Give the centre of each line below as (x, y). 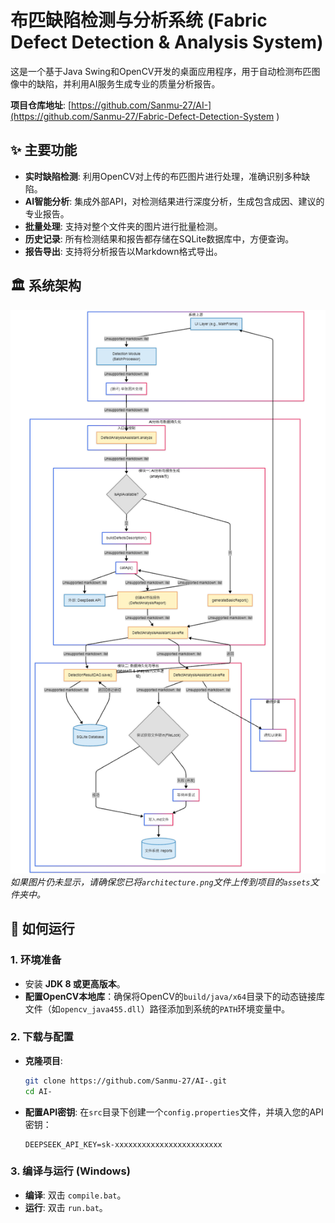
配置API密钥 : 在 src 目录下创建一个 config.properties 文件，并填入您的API (174, 1112)
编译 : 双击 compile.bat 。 (75, 1195)
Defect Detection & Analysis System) (167, 42)
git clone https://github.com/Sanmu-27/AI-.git (125, 1081)
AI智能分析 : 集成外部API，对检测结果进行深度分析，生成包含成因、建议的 (174, 201)
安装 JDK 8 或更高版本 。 (75, 983)
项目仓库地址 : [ (41, 105)
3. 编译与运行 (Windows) (70, 1171)
